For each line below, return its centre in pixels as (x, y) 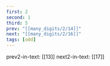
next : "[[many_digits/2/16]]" (44, 34)
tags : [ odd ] (21, 40)
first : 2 (17, 12)
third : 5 (17, 23)
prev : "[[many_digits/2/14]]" (44, 28)
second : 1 (19, 17)
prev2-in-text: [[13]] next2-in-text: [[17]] (55, 57)
